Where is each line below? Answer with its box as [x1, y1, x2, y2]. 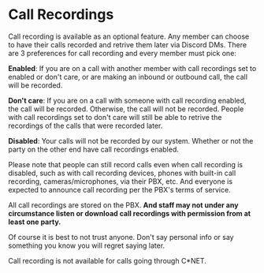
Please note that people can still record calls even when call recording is [8, 159, 243, 169]
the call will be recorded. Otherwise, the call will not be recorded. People [8, 104, 244, 114]
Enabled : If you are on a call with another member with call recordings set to [8, 63, 257, 73]
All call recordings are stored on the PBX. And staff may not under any [8, 200, 239, 210]
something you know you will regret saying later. [8, 241, 165, 250]
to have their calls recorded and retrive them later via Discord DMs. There [8, 39, 247, 49]
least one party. [8, 217, 61, 226]
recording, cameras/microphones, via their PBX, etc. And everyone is [8, 176, 233, 186]
